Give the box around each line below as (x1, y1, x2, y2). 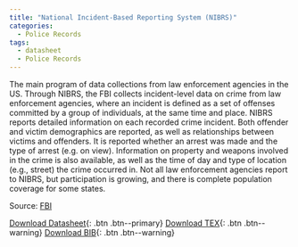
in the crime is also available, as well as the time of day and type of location (9, 155, 287, 165)
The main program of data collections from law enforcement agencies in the (9, 79, 289, 89)
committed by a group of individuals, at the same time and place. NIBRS (9, 108, 273, 118)
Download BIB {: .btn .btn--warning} (44, 227, 176, 237)
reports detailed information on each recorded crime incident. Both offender (9, 117, 289, 128)
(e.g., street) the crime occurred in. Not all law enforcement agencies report (9, 164, 288, 175)
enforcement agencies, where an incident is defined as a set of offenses (9, 98, 276, 108)
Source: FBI (9, 201, 53, 210)
